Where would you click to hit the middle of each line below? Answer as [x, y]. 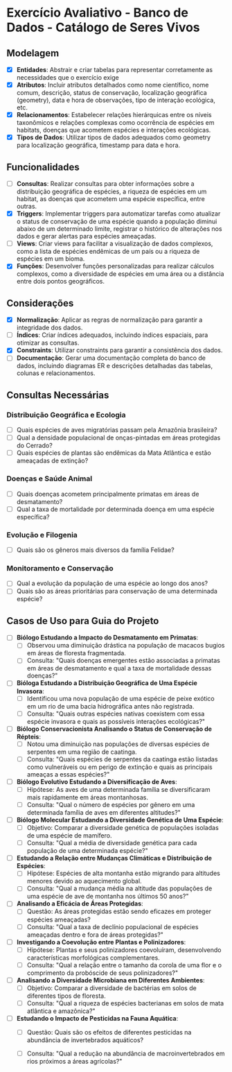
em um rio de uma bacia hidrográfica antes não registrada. [110, 706]
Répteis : [28, 736]
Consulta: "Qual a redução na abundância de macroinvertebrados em [126, 1054]
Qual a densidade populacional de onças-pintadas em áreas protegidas [118, 438]
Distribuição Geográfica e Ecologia [66, 415]
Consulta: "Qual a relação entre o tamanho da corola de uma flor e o [124, 965]
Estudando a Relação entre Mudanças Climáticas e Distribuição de [114, 858]
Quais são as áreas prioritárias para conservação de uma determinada [117, 591]
